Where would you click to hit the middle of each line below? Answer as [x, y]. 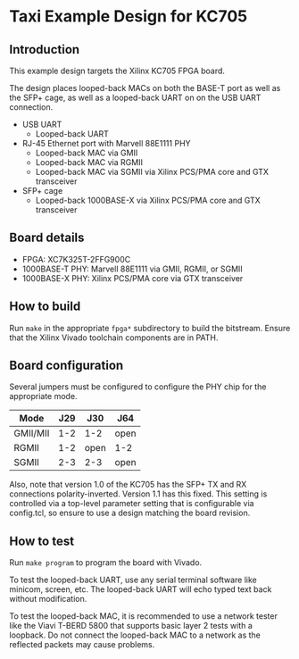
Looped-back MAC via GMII [87, 153]
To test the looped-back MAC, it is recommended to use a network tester [144, 616]
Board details [47, 238]
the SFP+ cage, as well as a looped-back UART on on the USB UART [135, 97]
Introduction [45, 50]
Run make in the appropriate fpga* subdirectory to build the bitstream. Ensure [150, 328]
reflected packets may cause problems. [82, 645]
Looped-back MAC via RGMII [89, 162]
